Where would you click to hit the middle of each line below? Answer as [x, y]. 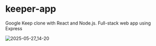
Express [14, 28]
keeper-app [31, 9]
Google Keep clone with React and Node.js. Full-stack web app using [78, 23]
